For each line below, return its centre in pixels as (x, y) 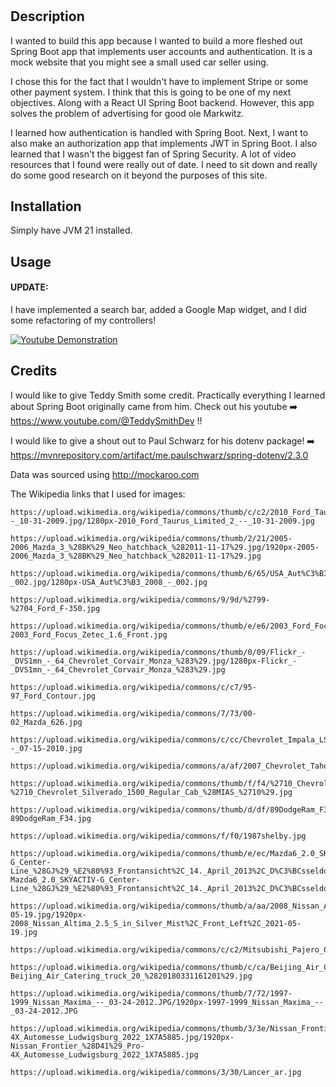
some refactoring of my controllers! (83, 320)
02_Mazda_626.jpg (46, 722)
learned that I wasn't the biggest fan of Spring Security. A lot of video (153, 154)
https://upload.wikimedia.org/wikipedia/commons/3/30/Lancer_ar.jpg (156, 1072)
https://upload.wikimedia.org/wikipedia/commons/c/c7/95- (133, 687)
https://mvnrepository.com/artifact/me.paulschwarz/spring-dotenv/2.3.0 (159, 455)
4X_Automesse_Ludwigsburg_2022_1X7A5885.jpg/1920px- (122, 1037)
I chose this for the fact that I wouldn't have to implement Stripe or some (159, 81)
